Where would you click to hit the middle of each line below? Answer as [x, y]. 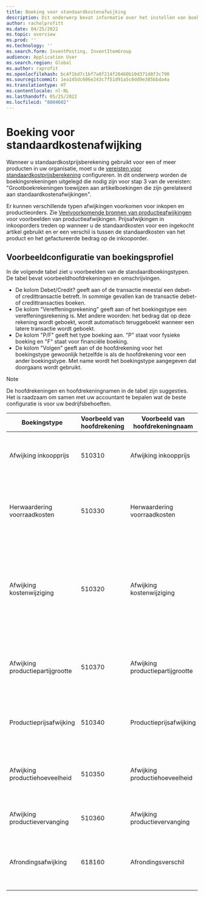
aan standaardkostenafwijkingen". [49, 194]
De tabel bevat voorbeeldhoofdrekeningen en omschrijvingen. [84, 278]
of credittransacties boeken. [50, 303]
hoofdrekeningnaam [163, 427]
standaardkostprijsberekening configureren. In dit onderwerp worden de [97, 175]
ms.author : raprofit [32, 68]
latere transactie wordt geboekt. [55, 329]
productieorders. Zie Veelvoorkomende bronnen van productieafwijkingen [99, 212]
